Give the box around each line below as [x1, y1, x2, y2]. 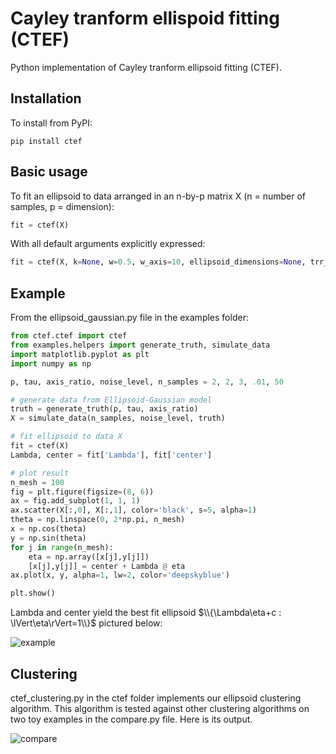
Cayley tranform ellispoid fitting [10, 7, 280, 30]
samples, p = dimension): [10, 200, 115, 212]
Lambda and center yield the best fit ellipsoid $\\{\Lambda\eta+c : [10, 607, 282, 619]
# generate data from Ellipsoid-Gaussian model [10, 395, 213, 405]
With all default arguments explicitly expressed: [10, 238, 206, 250]
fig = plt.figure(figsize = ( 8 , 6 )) [10, 487, 155, 497]
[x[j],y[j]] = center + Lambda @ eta [28, 561, 186, 571]
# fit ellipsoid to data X [10, 432, 123, 442]
